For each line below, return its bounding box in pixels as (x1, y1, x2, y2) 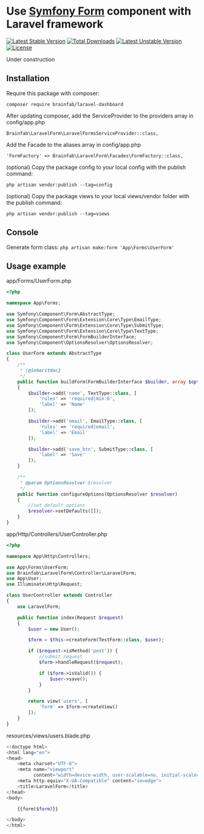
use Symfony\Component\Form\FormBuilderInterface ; (6, 333, 137, 340)
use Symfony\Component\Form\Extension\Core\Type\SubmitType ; (6, 322, 165, 329)
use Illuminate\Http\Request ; (6, 581, 83, 588)
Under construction (6, 55, 55, 63)
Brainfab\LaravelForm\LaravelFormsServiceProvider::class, (6, 130, 159, 137)
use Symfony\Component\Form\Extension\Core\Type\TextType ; (6, 328, 159, 334)
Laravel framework (6, 17, 104, 31)
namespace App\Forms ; (6, 300, 61, 306)
